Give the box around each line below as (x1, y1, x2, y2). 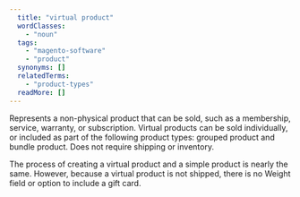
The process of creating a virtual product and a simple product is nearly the (9, 158, 288, 169)
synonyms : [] (17, 64, 66, 73)
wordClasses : (17, 21, 66, 30)
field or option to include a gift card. (9, 177, 141, 188)
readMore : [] (17, 88, 66, 97)
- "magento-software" (25, 47, 106, 56)
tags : (17, 38, 39, 47)
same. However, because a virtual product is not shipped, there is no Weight (9, 167, 291, 179)
